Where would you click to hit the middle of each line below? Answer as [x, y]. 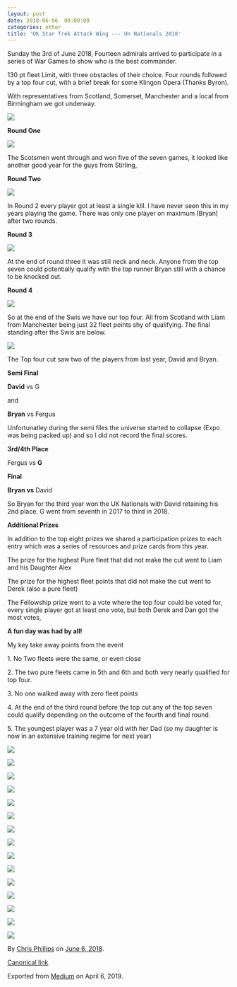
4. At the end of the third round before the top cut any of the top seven [110, 708]
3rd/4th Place [28, 449]
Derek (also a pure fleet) [43, 589]
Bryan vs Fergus [31, 414]
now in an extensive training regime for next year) [79, 736]
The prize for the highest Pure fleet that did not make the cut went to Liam [115, 560]
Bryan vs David [30, 490]
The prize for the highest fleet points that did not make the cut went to [109, 582]
